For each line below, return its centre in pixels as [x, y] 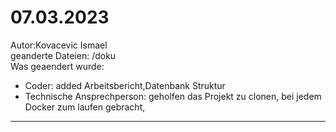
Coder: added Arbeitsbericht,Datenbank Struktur [125, 85]
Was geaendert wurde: [57, 66]
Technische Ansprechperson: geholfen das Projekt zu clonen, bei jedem [173, 96]
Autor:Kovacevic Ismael [59, 45]
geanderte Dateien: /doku [63, 55]
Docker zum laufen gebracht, [85, 107]
